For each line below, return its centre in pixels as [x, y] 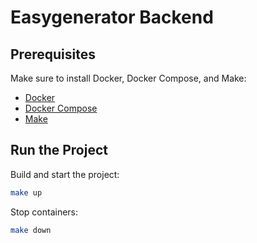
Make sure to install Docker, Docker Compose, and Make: [128, 78]
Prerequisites [53, 54]
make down [31, 230]
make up [26, 192]
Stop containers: [44, 212]
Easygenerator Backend [112, 17]
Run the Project [59, 150]
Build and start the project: [65, 174]
